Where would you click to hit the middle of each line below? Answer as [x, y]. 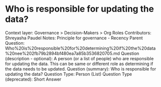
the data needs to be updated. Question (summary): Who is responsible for [81, 69]
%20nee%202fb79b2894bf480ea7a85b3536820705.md [62, 53]
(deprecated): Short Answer [33, 79]
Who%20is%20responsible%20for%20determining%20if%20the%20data [80, 48]
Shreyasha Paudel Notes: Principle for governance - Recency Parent [74, 38]
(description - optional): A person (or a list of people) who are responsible [80, 58]
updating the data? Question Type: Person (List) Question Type [69, 74]
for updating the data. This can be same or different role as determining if [79, 64]
